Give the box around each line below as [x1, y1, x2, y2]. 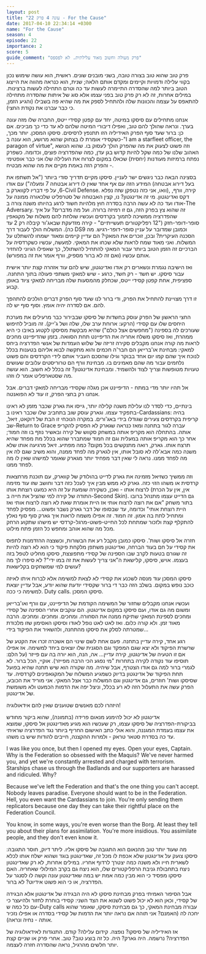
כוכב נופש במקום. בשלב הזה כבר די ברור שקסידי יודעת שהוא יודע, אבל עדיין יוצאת [6, 581, 194, 589]
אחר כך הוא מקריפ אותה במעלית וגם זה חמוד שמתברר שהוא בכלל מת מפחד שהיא [6, 435, 196, 442]
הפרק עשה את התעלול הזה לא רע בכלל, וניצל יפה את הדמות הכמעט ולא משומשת [6, 683, 194, 690]
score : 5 [6, 49, 29, 55]
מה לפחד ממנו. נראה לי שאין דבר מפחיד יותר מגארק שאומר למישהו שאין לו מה [6, 454, 188, 462]
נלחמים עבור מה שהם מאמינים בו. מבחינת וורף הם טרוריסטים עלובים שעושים [6, 359, 185, 366]
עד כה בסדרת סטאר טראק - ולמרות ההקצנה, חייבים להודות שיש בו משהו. [6, 733, 175, 740]
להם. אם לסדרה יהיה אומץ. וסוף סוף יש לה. [6, 301, 105, 308]
